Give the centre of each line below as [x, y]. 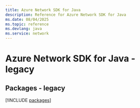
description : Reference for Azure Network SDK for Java [66, 15]
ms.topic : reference [27, 24]
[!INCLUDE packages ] [28, 100]
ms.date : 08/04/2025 [27, 19]
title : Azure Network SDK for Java [43, 10]
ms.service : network [27, 33]
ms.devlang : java [24, 29]
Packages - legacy [35, 88]
